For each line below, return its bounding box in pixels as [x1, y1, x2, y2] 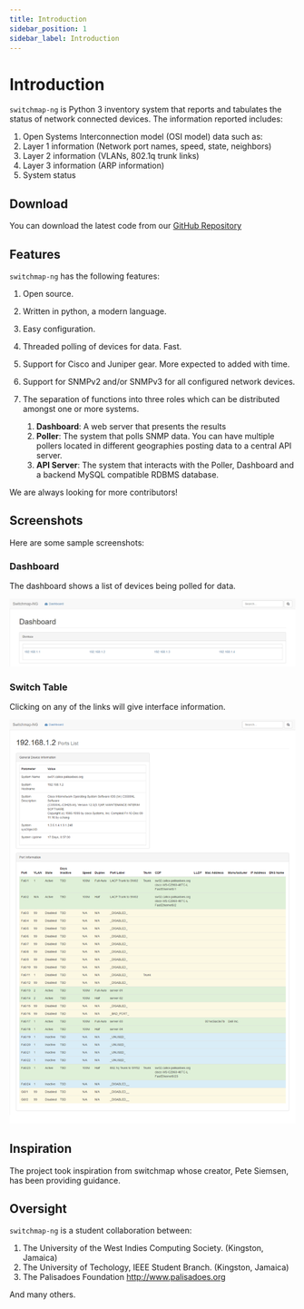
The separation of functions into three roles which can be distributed [22, 393, 280, 404]
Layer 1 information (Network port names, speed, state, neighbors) [22, 141, 272, 152]
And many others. [9, 1289, 76, 1300]
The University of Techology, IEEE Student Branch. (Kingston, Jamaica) [22, 1262, 289, 1273]
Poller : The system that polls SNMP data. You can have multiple [35, 430, 275, 441]
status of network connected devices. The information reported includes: [9, 113, 283, 124]
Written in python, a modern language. [22, 305, 167, 317]
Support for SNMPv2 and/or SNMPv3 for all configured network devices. [22, 376, 296, 387]
